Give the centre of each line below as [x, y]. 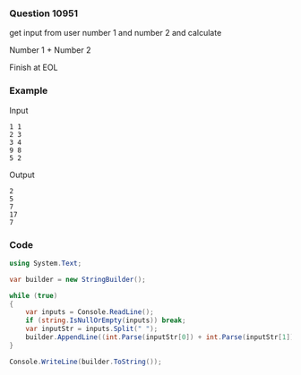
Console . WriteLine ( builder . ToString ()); [86, 362]
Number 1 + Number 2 [50, 50]
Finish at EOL [34, 68]
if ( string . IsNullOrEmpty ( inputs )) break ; [106, 320]
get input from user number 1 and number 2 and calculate [116, 33]
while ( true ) [34, 295]
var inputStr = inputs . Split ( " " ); [92, 329]
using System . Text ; [46, 263]
